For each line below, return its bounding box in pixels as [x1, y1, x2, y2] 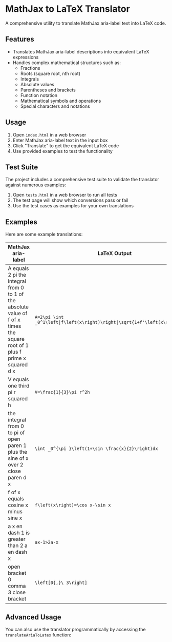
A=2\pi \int [34, 314, 64, 320]
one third [8, 382, 30, 390]
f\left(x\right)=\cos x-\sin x [34, 502, 111, 508]
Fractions [20, 65, 40, 71]
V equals [8, 376, 29, 383]
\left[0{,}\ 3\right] [34, 580, 88, 586]
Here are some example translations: [5, 231, 83, 238]
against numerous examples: [5, 182, 67, 188]
